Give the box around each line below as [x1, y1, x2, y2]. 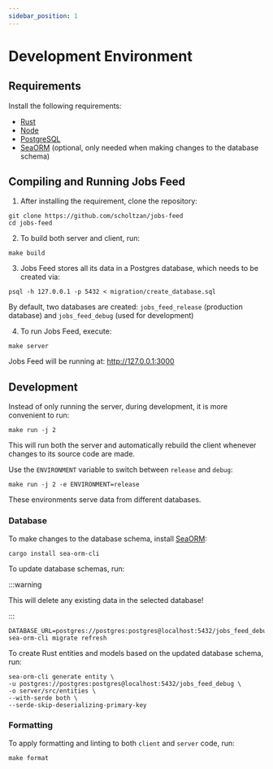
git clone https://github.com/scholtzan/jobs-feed [8, 212, 184, 221]
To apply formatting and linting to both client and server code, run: [8, 738, 236, 748]
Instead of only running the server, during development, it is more [8, 402, 228, 412]
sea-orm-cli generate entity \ [8, 672, 115, 680]
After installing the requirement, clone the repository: [19, 196, 197, 206]
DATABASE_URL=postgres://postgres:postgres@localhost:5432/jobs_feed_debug [8, 627, 271, 635]
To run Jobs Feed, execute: [19, 326, 112, 336]
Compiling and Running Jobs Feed [8, 175, 185, 189]
